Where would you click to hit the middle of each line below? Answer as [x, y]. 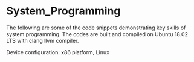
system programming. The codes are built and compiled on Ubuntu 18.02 [97, 34]
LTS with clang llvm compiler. [43, 40]
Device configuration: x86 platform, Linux [58, 52]
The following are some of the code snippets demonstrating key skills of [96, 28]
